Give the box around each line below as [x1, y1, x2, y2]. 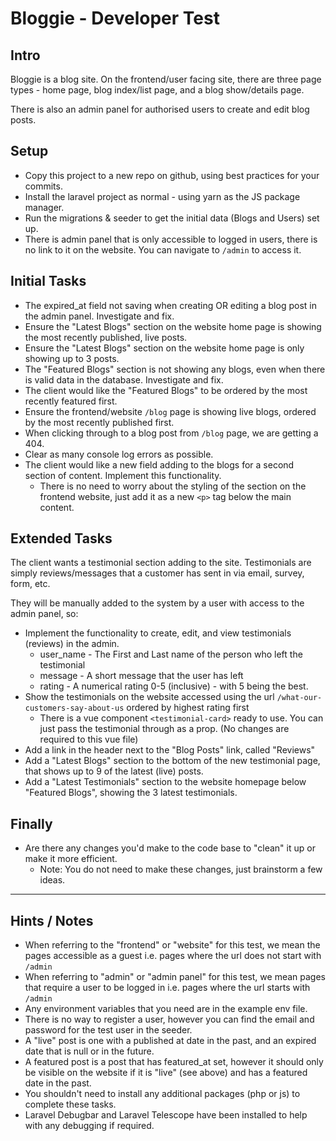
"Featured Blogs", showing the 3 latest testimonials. [24, 787, 238, 799]
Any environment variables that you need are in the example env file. [24, 1003, 308, 1015]
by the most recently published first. [24, 416, 175, 428]
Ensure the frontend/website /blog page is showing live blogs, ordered [24, 405, 317, 417]
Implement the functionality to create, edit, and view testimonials [24, 627, 292, 639]
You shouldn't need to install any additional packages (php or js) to [24, 1088, 301, 1100]
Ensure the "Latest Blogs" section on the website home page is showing [24, 320, 322, 332]
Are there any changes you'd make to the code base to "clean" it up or [24, 842, 316, 854]
